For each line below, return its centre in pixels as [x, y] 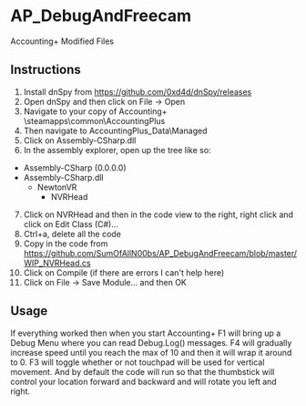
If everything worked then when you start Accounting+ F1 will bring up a [146, 333]
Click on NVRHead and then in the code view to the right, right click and [158, 214]
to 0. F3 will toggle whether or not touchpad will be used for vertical [138, 362]
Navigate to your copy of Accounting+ [95, 111]
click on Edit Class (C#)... [71, 224]
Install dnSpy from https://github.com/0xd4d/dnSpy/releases [138, 91]
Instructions [46, 70]
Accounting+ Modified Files [62, 41]
